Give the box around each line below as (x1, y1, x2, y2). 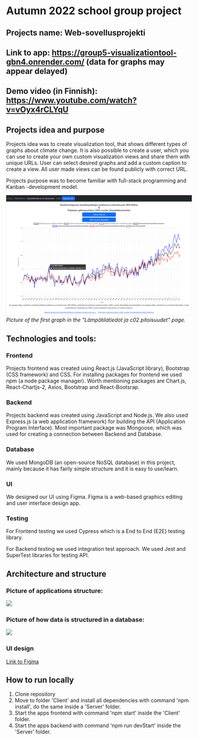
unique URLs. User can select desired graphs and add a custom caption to (6, 160, 187, 167)
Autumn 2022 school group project (6, 4, 182, 18)
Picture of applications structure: (6, 586, 103, 595)
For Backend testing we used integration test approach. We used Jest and (6, 546, 186, 553)
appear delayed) (6, 66, 68, 76)
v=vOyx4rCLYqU (6, 105, 69, 115)
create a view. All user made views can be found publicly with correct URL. (6, 165, 188, 173)
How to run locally (6, 675, 74, 685)
